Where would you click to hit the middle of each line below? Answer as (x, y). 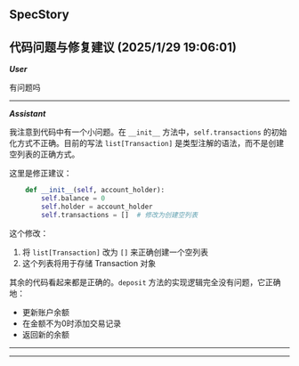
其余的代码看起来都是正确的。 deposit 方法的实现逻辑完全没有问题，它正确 (145, 282)
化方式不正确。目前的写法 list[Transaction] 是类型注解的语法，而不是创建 (147, 143)
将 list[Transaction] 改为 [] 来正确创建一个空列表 (115, 252)
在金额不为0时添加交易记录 (72, 323)
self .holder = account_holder (97, 207)
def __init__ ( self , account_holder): (95, 191)
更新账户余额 (45, 312)
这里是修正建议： (40, 174)
